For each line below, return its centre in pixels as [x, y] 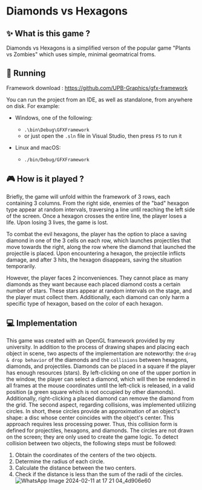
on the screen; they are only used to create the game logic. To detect [92, 437]
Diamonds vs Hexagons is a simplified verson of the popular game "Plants [99, 48]
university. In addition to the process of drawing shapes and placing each [98, 347]
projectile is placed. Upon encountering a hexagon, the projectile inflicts [96, 253]
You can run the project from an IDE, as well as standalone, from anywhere [99, 99]
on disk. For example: [33, 106]
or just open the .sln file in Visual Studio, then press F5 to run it [103, 136]
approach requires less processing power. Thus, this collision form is [92, 424]
